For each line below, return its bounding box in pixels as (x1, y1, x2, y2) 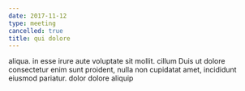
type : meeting (8, 19, 57, 27)
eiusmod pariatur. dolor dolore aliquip (8, 73, 134, 83)
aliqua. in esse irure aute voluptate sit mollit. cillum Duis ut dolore (8, 56, 226, 66)
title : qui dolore (8, 34, 71, 43)
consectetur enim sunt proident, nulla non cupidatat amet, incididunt (8, 65, 237, 75)
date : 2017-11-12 (8, 11, 67, 20)
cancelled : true (8, 27, 63, 35)
